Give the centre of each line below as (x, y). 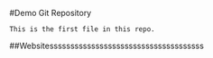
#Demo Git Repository (51, 13)
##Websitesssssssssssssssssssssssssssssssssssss (107, 46)
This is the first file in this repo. (82, 29)
